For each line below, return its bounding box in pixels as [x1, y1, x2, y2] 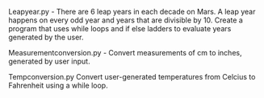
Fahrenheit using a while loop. [8, 80, 108, 90]
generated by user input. [8, 56, 90, 66]
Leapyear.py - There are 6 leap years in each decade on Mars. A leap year [8, 7, 256, 16]
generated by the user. [8, 32, 84, 42]
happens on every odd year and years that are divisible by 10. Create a [8, 15, 244, 25]
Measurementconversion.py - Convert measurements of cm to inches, [8, 48, 242, 57]
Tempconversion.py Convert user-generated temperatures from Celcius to [8, 72, 256, 81]
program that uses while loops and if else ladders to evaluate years [8, 24, 232, 33]
